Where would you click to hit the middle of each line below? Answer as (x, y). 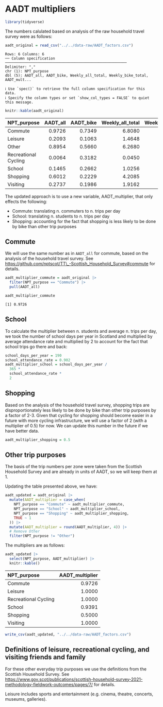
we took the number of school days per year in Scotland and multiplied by (79, 336)
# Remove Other (25, 531)
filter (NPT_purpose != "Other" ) (42, 536)
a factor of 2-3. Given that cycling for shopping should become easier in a (79, 415)
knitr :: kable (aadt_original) (34, 110)
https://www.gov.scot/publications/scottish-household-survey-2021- (74, 679)
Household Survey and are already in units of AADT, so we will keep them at (81, 472)
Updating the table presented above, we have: (51, 486)
